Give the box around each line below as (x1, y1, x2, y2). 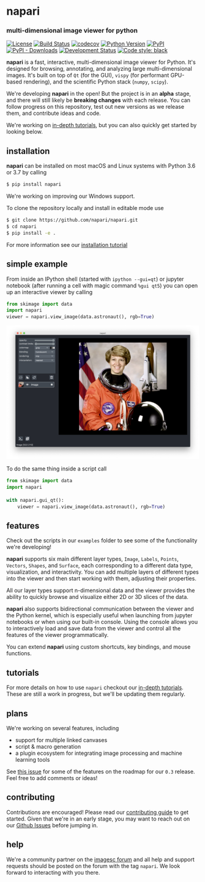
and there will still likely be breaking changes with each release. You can (6, 96, 191, 104)
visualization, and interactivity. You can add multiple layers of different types (6, 568, 199, 576)
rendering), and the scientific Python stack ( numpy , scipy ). (23, 78, 168, 85)
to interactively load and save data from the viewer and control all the (6, 625, 181, 632)
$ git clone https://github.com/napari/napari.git (6, 217, 138, 224)
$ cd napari (6, 224, 37, 230)
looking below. (6, 128, 43, 136)
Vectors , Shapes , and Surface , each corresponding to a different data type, (6, 562, 193, 569)
